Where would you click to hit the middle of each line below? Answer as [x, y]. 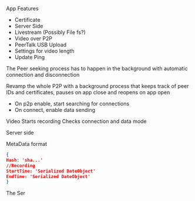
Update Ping [30, 57]
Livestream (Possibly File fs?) [50, 32]
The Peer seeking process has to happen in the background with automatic [97, 69]
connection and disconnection [43, 75]
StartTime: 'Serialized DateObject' [51, 171]
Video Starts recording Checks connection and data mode [76, 121]
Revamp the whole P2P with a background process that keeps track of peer [97, 86]
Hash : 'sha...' [25, 160]
